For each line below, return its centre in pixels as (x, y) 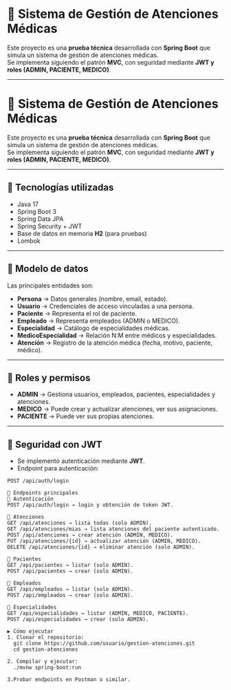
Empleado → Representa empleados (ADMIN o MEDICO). (98, 321)
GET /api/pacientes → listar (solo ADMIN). (70, 565)
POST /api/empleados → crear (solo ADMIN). (70, 595)
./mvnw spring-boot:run (47, 668)
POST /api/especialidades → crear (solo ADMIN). (78, 619)
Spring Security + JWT (49, 226)
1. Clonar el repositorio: (46, 638)
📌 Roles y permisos (49, 378)
